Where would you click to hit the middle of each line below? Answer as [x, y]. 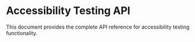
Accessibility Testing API [68, 11]
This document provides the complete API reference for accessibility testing [98, 27]
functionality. [22, 33]
